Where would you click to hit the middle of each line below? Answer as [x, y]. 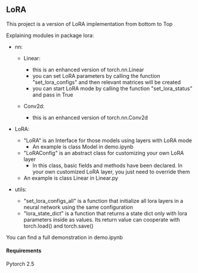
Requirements [24, 251]
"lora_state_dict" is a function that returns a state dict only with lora [105, 213]
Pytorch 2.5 [20, 264]
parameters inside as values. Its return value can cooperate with [102, 219]
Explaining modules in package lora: [50, 35]
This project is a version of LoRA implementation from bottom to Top [90, 24]
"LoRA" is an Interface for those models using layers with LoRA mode [108, 140]
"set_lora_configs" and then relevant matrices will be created [107, 82]
